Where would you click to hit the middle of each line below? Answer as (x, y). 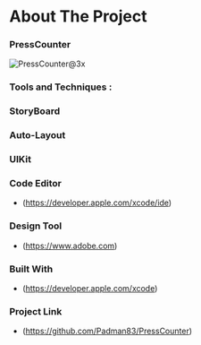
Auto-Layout (38, 135)
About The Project (78, 17)
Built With (31, 269)
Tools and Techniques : (61, 87)
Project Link (36, 311)
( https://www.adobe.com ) (70, 246)
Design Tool (36, 226)
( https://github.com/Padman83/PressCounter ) (107, 331)
